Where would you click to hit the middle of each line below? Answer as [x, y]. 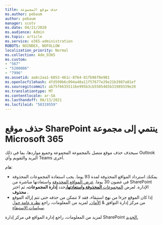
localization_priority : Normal [37, 50]
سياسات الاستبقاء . [28, 207]
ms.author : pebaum [24, 14]
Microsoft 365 [34, 139]
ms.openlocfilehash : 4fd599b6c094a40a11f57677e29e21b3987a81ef [71, 82]
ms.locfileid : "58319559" [31, 105]
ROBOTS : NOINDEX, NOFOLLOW [32, 46]
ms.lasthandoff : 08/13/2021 [34, 100]
